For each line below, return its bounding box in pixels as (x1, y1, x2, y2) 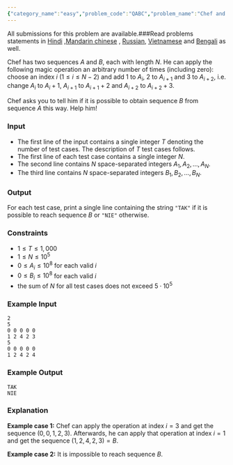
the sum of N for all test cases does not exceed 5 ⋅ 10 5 (17, 280, 172, 290)
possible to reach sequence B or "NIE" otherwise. (7, 211, 150, 220)
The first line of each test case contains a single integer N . (17, 152, 185, 160)
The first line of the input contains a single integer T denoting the (17, 137, 204, 146)
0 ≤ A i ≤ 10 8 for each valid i (17, 260, 97, 271)
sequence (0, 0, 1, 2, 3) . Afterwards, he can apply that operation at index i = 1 (7, 429, 226, 437)
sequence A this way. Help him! (7, 104, 97, 112)
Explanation (7, 406, 49, 416)
